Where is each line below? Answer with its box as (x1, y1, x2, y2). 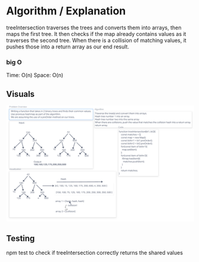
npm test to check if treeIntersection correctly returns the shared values (6, 249, 184, 256)
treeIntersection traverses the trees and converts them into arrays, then (6, 24, 182, 31)
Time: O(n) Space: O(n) (6, 72, 64, 79)
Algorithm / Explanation (6, 4, 126, 18)
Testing (6, 233, 35, 243)
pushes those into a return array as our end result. (6, 43, 129, 50)
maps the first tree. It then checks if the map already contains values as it (6, 30, 186, 37)
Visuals (6, 89, 35, 99)
